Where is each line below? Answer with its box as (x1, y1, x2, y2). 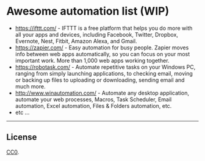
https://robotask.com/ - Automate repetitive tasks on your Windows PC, (15, 63, 196, 71)
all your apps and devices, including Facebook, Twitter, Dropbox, (15, 30, 179, 38)
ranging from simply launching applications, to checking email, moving (15, 70, 193, 77)
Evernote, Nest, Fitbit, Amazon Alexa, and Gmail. (15, 37, 137, 45)
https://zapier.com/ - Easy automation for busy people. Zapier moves (15, 44, 189, 51)
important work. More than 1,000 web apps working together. (15, 57, 170, 64)
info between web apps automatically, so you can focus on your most (15, 50, 190, 57)
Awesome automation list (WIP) (6, 4, 170, 18)
